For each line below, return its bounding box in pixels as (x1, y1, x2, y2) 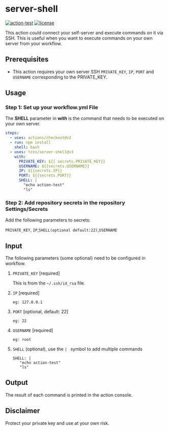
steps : (5, 130, 19, 136)
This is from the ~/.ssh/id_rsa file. (12, 280, 85, 286)
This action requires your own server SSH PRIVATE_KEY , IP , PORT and (12, 68, 154, 75)
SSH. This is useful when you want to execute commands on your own (5, 35, 153, 41)
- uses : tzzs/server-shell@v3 (10, 149, 74, 155)
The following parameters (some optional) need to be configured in (5, 255, 146, 261)
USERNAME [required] (12, 327, 53, 333)
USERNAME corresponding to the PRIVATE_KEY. (12, 74, 108, 80)
